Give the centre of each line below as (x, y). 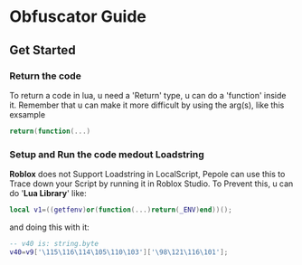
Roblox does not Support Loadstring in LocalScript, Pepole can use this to (147, 175)
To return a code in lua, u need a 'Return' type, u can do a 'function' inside (148, 95)
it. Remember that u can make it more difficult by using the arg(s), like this (147, 105)
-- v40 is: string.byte (54, 243)
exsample (28, 114)
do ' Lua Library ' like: (48, 194)
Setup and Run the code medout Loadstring (107, 154)
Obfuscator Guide (78, 17)
